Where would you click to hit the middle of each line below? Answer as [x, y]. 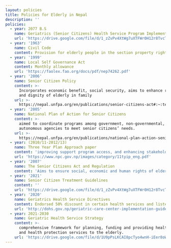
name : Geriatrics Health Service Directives [62, 199]
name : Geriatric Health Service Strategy [59, 218]
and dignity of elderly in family [55, 95]
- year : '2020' [26, 195]
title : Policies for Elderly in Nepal [46, 15]
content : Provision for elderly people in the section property [84, 52]
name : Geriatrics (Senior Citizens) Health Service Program [79, 34]
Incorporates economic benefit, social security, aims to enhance [91, 90]
